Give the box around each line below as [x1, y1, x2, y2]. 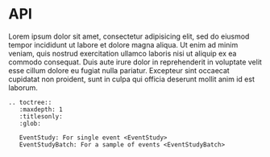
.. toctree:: [8, 98, 52, 106]
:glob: [19, 119, 42, 127]
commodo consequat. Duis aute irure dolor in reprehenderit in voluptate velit [8, 57, 262, 67]
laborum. [8, 82, 39, 93]
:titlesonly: [19, 112, 63, 121]
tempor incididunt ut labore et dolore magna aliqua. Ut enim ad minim [8, 39, 239, 49]
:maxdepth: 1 [19, 105, 63, 114]
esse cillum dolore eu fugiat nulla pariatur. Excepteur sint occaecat [8, 65, 230, 75]
